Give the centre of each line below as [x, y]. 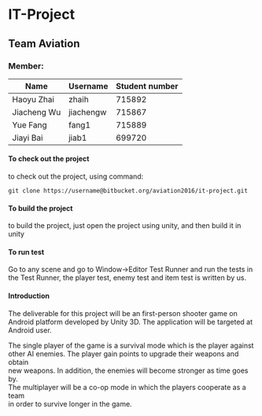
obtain [18, 362]
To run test [26, 252]
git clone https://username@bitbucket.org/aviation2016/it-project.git [128, 191]
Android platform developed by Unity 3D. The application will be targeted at [131, 322]
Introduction [29, 296]
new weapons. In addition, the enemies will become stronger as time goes [128, 370]
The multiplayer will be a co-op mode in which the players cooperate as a [127, 387]
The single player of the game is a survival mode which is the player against [131, 345]
